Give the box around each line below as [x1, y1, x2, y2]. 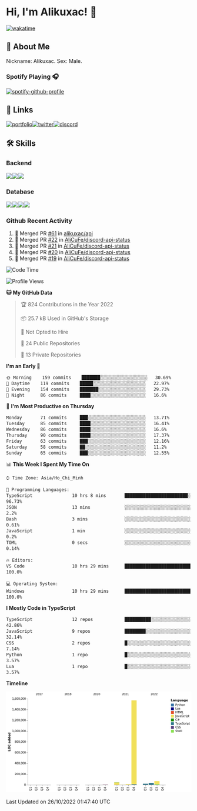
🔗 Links [6, 105, 34, 115]
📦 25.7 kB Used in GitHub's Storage [20, 315, 109, 322]
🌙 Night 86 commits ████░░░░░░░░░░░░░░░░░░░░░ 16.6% [6, 392, 167, 399]
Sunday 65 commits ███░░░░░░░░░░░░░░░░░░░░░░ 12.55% [6, 450, 169, 456]
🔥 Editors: [6, 558, 34, 563]
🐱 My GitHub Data [6, 289, 53, 296]
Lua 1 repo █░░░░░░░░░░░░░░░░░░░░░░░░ [6, 664, 191, 670]
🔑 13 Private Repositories [20, 351, 81, 358]
